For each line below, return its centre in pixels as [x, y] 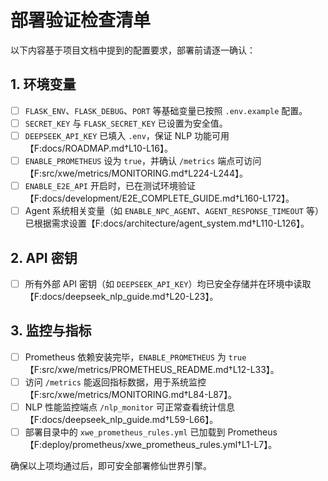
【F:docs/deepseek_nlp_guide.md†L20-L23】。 [121, 296]
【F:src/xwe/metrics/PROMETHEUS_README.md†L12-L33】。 [152, 369]
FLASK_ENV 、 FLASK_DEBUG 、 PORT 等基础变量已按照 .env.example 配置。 [166, 110]
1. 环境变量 [43, 84]
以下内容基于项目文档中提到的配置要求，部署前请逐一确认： [133, 50]
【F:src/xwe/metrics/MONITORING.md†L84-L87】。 [130, 394]
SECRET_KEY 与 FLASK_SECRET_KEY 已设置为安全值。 [126, 123]
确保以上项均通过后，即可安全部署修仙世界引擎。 [111, 466]
